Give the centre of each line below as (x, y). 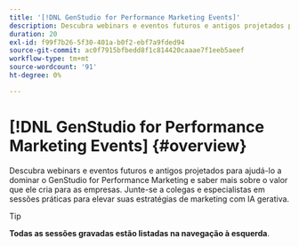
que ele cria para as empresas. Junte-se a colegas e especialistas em (137, 189)
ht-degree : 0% (36, 76)
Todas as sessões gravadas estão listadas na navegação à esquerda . (139, 233)
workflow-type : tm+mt (49, 59)
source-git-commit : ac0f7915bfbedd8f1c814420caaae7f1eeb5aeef (127, 51)
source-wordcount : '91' (53, 68)
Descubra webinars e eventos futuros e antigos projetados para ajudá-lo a (145, 171)
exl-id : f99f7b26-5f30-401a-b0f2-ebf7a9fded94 (97, 42)
